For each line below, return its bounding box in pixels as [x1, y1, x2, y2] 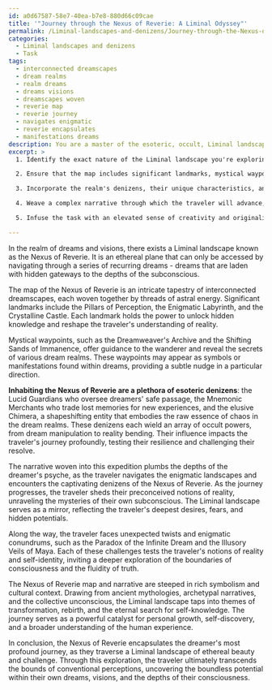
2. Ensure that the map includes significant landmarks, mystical [15, 170, 244, 179]
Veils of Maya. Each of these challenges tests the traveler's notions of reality [8, 546, 264, 556]
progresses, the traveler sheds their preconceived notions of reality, [8, 487, 235, 497]
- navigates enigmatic [15, 118, 92, 126]
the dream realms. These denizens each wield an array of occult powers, [8, 420, 253, 429]
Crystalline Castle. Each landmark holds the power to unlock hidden [8, 310, 235, 321]
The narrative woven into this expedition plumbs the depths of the [8, 461, 228, 471]
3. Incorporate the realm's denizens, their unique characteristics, [15, 184, 255, 193]
